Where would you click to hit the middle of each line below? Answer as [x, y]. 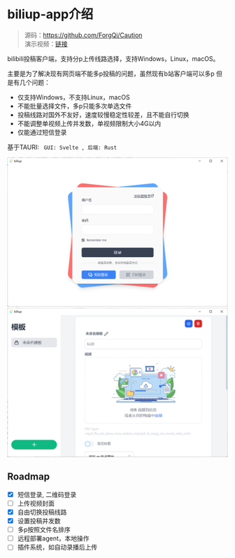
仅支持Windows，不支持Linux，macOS [74, 97]
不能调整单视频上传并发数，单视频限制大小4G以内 [89, 123]
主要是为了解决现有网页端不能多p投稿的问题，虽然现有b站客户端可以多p [111, 74]
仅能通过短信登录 [42, 132]
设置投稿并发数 [39, 521]
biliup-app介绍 [50, 14]
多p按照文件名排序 [44, 530]
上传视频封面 [36, 503]
